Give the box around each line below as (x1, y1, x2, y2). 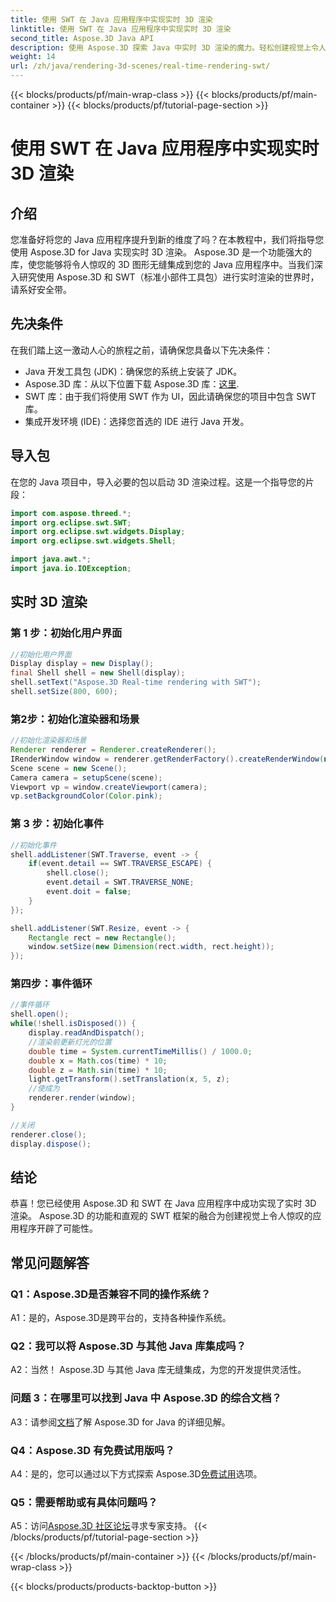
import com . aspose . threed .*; (10, 508, 132, 518)
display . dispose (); (10, 1139, 92, 1149)
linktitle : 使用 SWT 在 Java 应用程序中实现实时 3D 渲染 (10, 24, 232, 34)
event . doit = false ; (46, 887, 132, 897)
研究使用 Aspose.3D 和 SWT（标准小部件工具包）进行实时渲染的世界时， (18, 271, 320, 283)
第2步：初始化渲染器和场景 (10, 712, 140, 726)
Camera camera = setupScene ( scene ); (10, 772, 163, 783)
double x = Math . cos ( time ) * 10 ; (28, 1056, 168, 1066)
